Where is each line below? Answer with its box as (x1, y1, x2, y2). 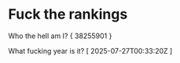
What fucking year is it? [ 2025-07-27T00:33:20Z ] (8, 46, 173, 55)
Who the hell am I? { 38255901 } (8, 31, 112, 40)
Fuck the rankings (8, 5, 128, 23)
